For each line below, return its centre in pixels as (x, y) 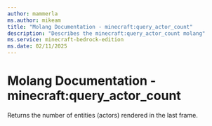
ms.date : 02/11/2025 (38, 46)
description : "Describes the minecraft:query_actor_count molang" (106, 33)
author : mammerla (33, 14)
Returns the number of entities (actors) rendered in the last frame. (102, 115)
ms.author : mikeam (34, 20)
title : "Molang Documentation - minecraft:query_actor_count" (100, 27)
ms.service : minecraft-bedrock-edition (66, 40)
